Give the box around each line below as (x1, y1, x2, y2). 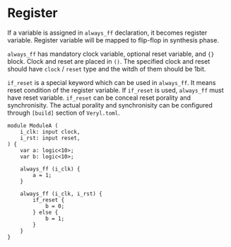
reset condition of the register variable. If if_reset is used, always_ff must (7, 86, 224, 94)
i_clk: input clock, (20, 128, 81, 135)
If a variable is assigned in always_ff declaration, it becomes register (7, 28, 208, 37)
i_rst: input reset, (20, 134, 81, 142)
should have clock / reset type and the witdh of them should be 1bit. (7, 64, 206, 73)
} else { (32, 209, 59, 216)
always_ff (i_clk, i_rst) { (20, 190, 102, 197)
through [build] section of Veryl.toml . (7, 108, 120, 117)
